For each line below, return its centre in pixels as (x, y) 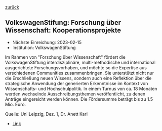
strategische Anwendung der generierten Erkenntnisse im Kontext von (77, 83)
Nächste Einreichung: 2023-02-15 (47, 42)
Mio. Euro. (16, 104)
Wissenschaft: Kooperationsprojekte (63, 30)
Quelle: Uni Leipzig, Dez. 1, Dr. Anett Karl (46, 114)
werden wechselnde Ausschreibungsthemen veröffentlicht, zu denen (75, 94)
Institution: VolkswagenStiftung (44, 47)
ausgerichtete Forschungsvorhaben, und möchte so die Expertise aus (76, 67)
